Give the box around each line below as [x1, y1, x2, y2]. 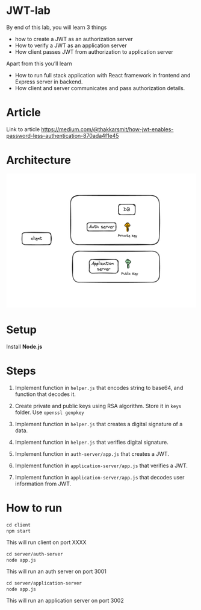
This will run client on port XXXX [6, 539, 87, 546]
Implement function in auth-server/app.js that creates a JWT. [14, 450, 170, 458]
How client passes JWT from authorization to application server [14, 48, 173, 55]
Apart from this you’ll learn [6, 60, 72, 67]
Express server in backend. [14, 78, 83, 85]
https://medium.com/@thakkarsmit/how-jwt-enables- [41, 125, 174, 133]
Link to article [6, 125, 40, 133]
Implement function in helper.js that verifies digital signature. [14, 439, 169, 446]
